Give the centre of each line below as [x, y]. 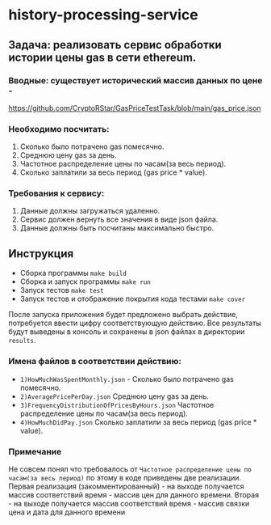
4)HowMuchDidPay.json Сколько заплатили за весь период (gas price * [138, 421]
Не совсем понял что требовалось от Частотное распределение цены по [130, 469]
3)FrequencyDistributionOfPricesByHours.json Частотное [117, 404]
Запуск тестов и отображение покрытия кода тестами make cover [133, 299]
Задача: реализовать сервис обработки [115, 45]
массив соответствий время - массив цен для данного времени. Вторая [134, 494]
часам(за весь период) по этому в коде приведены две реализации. [125, 477]
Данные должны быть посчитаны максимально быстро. [117, 228]
